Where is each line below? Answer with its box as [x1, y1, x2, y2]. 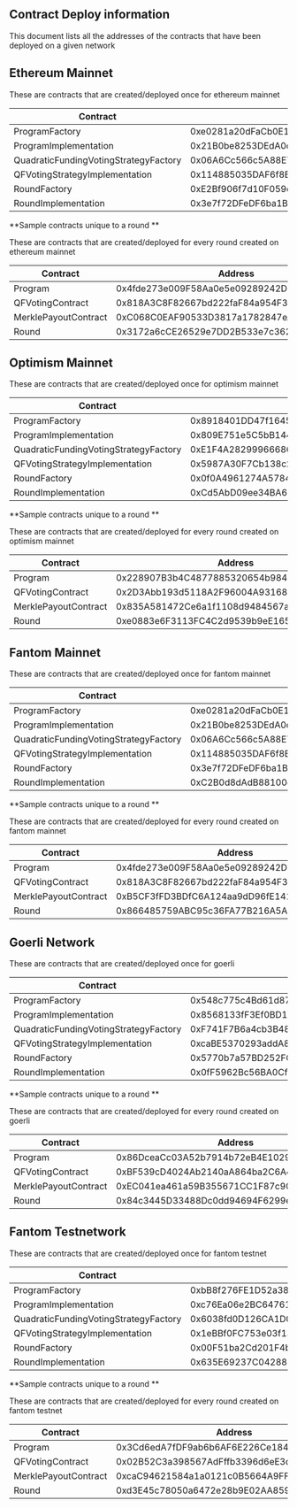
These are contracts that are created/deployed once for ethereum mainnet [9, 88, 280, 100]
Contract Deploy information [9, 7, 171, 22]
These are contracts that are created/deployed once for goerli [9, 958, 235, 969]
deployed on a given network [9, 40, 116, 50]
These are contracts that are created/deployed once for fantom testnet [9, 1248, 267, 1258]
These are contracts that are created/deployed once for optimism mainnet [9, 379, 278, 389]
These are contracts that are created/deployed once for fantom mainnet [9, 668, 271, 680]
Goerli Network [9, 935, 95, 950]
